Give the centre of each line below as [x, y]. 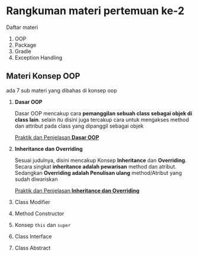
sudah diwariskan [36, 179]
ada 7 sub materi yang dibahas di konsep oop [61, 90]
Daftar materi [22, 27]
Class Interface [33, 236]
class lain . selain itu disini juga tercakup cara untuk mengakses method [102, 119]
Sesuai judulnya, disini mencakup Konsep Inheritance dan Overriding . [100, 160]
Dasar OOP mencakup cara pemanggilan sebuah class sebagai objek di [103, 113]
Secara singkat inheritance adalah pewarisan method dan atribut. [95, 166]
